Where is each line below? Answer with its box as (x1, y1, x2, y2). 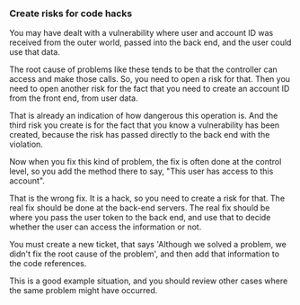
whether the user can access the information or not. (9, 221, 202, 232)
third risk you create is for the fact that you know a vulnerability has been (9, 120, 280, 130)
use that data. (9, 47, 60, 58)
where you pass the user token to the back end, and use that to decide (9, 212, 271, 223)
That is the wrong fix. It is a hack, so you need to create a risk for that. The (9, 193, 286, 204)
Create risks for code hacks (9, 7, 133, 20)
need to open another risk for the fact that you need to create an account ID (9, 84, 290, 94)
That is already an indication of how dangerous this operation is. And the (9, 111, 278, 121)
